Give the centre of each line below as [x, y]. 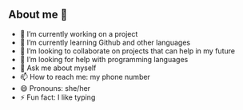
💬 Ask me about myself [58, 68]
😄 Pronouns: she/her [55, 88]
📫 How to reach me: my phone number [85, 77]
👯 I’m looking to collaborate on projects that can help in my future [127, 51]
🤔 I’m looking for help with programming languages [104, 59]
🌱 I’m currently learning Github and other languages [105, 42]
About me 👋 [38, 15]
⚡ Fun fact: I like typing [58, 97]
